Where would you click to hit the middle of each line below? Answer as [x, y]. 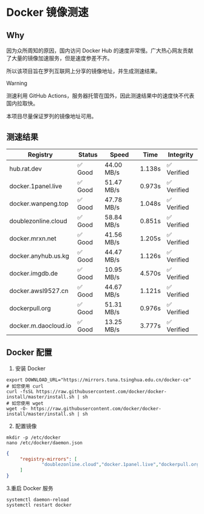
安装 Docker [30, 368]
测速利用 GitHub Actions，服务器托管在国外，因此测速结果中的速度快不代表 [100, 96]
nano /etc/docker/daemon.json [45, 443]
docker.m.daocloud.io [40, 325]
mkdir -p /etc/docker [34, 438]
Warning [17, 83]
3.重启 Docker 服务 [30, 488]
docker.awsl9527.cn [39, 291]
